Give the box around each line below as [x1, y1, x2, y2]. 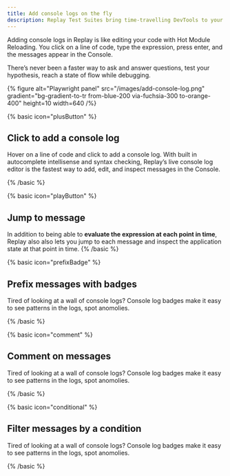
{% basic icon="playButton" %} [7, 192, 97, 200]
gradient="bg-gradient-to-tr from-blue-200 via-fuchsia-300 [7, 91, 178, 100]
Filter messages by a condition [7, 423, 142, 435]
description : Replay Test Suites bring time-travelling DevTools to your [7, 17, 224, 23]
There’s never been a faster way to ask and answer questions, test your [7, 63, 210, 72]
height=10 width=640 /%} [23, 99, 97, 107]
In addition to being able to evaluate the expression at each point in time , [7, 230, 218, 239]
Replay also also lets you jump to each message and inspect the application [7, 237, 222, 246]
